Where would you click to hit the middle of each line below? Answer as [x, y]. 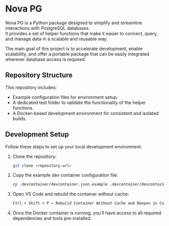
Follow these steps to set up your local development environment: [74, 146]
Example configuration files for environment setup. [65, 97]
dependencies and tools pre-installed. [52, 218]
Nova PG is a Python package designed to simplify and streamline [74, 23]
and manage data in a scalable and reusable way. [57, 39]
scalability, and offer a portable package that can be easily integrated [77, 54]
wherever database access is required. [46, 59]
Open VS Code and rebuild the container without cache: [71, 194]
